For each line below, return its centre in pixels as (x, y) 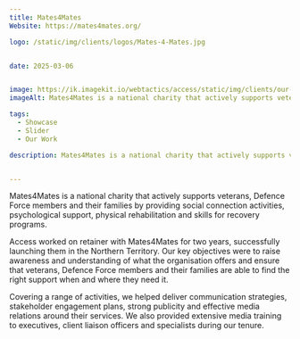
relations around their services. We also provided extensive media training (146, 316)
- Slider (33, 130)
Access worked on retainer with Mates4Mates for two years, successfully (145, 242)
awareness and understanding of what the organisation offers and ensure (145, 260)
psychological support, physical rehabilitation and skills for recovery (135, 215)
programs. (28, 225)
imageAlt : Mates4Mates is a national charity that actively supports (142, 98)
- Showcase (37, 122)
